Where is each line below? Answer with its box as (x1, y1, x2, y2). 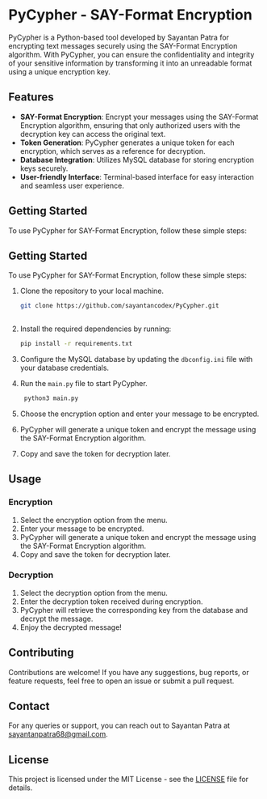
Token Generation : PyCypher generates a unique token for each (19, 138, 235, 147)
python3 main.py (23, 394, 79, 402)
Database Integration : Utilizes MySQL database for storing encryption (19, 155, 255, 164)
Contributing (8, 646, 74, 660)
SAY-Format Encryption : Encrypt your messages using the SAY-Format (19, 112, 259, 121)
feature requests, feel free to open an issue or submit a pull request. (8, 676, 235, 686)
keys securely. (19, 164, 69, 173)
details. (8, 783, 33, 793)
